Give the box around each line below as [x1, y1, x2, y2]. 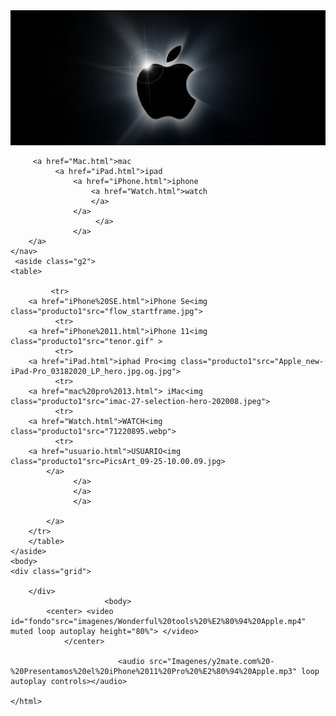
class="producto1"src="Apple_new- [180, 356, 325, 366]
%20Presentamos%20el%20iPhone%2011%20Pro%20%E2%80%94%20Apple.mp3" [10, 666, 298, 676]
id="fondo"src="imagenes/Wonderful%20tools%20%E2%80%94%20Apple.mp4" [10, 616, 307, 626]
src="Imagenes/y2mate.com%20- [148, 656, 275, 666]
